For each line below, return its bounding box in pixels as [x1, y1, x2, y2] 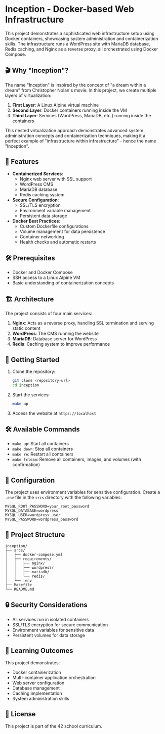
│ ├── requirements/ [5, 556, 52, 562]
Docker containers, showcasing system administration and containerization [5, 36, 158, 42]
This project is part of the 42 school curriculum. [5, 723, 102, 729]
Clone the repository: [12, 368, 56, 374]
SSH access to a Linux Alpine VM [12, 275, 81, 280]
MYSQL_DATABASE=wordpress [5, 508, 58, 513]
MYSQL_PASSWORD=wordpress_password [5, 517, 79, 522]
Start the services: [12, 392, 50, 398]
